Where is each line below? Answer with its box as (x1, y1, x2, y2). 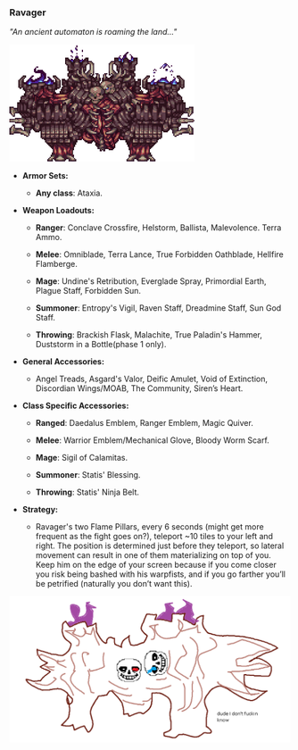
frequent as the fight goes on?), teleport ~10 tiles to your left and (35, 531, 274, 542)
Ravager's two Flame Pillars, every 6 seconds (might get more (35, 521, 265, 532)
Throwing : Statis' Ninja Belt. (35, 487, 140, 497)
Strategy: (21, 504, 59, 515)
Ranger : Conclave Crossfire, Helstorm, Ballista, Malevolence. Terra (35, 222, 282, 233)
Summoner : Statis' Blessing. (35, 470, 141, 480)
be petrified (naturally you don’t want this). (35, 579, 193, 589)
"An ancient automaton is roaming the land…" (9, 27, 178, 37)
